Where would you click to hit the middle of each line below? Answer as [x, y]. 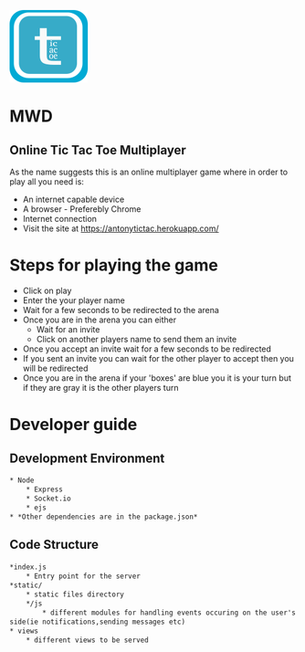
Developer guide [74, 425]
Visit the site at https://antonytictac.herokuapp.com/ [121, 228]
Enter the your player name [74, 300]
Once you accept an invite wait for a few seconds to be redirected [147, 349]
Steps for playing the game [114, 265]
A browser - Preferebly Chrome [82, 209]
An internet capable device [74, 199]
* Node [22, 480]
